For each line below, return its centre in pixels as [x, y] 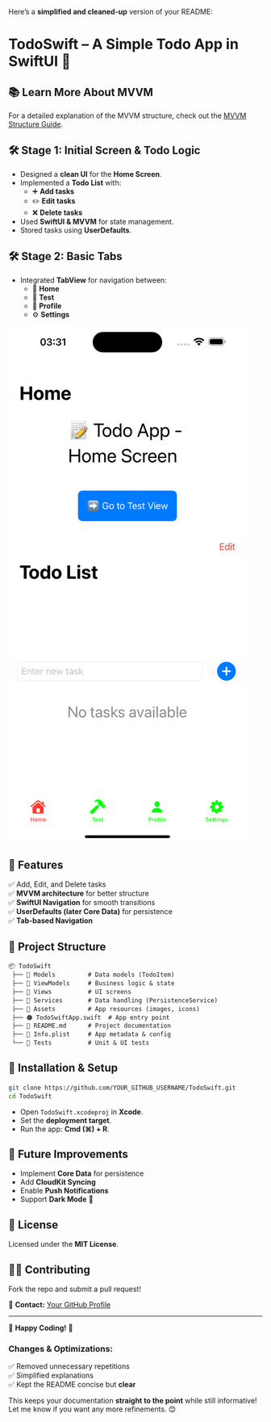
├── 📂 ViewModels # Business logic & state [93, 984]
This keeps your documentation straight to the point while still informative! [133, 1401]
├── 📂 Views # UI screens [71, 992]
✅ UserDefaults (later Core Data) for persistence [91, 912]
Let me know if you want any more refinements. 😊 [92, 1409]
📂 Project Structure [57, 947]
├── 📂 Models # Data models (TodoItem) [93, 975]
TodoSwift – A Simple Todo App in [124, 44]
